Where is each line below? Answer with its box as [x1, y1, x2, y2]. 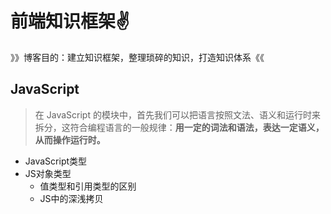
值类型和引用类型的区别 [39, 180, 137, 192]
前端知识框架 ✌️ [10, 10, 130, 33]
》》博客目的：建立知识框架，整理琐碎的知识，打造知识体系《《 [10, 51, 265, 63]
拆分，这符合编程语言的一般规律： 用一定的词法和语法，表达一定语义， [34, 121, 325, 133]
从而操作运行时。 [34, 133, 106, 146]
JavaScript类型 [24, 155, 88, 167]
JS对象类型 [24, 167, 72, 179]
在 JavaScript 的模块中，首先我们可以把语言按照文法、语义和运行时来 [34, 108, 321, 121]
